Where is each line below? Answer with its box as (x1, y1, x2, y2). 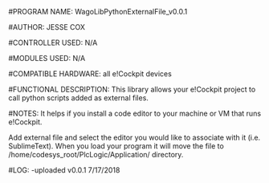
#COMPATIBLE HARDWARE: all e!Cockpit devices (8, 69, 173, 79)
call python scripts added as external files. (8, 93, 149, 103)
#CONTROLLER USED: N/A (8, 38, 98, 47)
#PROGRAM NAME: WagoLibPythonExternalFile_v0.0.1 (8, 7, 188, 16)
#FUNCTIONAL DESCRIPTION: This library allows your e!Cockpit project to (8, 84, 256, 94)
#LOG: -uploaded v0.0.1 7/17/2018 (8, 165, 120, 175)
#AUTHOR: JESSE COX (8, 22, 86, 31)
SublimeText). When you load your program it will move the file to (8, 141, 225, 151)
